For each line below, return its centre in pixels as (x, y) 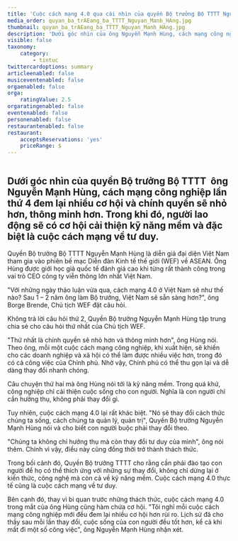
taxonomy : (22, 47)
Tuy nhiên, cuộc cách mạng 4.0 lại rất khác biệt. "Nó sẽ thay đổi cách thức (116, 412)
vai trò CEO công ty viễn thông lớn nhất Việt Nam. (80, 276)
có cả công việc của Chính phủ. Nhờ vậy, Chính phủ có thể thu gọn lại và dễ (118, 362)
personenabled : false (39, 119)
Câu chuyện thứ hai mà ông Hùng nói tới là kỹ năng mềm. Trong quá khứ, (114, 383)
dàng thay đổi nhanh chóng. (49, 370)
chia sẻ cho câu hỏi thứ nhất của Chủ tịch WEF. (76, 326)
